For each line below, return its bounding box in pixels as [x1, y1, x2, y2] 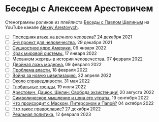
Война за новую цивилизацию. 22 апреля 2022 [12, 73, 112, 78]
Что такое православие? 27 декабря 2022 [12, 106, 101, 112]
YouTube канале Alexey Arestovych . [5, 24, 79, 30]
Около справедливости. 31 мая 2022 [12, 78, 90, 84]
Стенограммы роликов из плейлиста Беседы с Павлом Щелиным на [5, 19, 150, 25]
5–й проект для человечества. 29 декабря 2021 [12, 40, 112, 45]
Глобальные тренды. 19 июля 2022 [12, 84, 86, 90]
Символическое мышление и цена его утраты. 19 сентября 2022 [12, 95, 149, 100]
